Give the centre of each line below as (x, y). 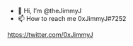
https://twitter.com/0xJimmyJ (50, 34)
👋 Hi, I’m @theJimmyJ (50, 11)
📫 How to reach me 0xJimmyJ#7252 (72, 18)
